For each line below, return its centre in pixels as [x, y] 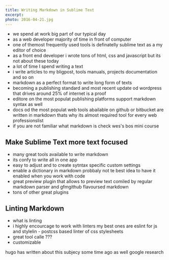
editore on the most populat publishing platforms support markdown [84, 99]
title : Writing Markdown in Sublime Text [50, 10]
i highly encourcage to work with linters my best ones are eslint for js [85, 226]
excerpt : [15, 15]
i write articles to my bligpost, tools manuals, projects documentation [85, 72]
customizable [27, 242]
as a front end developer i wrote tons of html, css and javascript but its [87, 56]
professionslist [28, 121]
